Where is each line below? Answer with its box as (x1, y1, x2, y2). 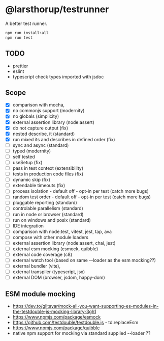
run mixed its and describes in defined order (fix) (12, 136, 115, 142)
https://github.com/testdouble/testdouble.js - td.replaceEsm (12, 320, 139, 326)
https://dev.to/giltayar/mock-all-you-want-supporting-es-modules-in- (12, 303, 159, 309)
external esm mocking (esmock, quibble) (12, 246, 99, 252)
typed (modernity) (12, 148, 51, 154)
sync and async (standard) (12, 142, 69, 148)
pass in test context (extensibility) (12, 165, 84, 171)
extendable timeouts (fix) (12, 182, 65, 189)
